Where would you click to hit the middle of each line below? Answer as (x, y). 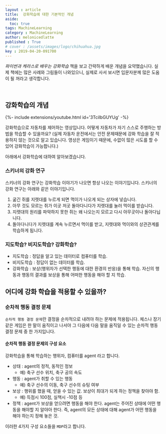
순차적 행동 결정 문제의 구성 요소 (36, 344)
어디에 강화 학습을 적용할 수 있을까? (56, 292)
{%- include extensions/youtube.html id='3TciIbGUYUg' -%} (67, 118)
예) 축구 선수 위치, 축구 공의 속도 (51, 372)
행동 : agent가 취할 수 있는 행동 (42, 378)
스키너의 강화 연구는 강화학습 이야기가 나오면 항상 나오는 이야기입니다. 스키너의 (81, 183)
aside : (12, 19)
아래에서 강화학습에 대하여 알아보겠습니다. (46, 157)
